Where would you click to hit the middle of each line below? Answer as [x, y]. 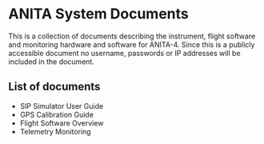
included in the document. [51, 62]
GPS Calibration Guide [57, 114]
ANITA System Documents [99, 14]
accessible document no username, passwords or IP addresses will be [125, 53]
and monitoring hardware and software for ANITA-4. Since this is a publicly [132, 44]
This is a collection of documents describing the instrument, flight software [132, 36]
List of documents [54, 87]
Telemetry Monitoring [55, 131]
